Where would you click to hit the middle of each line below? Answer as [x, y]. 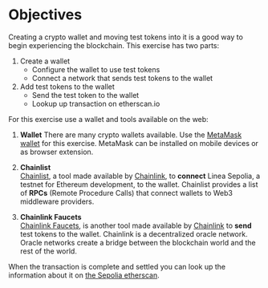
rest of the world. [49, 251]
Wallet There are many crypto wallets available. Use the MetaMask [131, 135]
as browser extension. [57, 152]
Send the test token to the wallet [85, 95]
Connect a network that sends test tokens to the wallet [122, 78]
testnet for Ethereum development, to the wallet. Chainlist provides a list [139, 184]
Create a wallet [45, 61]
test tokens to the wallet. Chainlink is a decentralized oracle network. [134, 233]
